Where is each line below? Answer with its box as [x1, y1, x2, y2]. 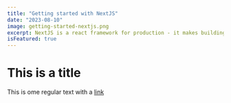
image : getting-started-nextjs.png [7, 23, 109, 30]
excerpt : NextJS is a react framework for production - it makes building [7, 29, 226, 36]
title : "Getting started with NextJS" [7, 10, 118, 17]
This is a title [7, 65, 81, 81]
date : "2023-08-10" [7, 16, 63, 23]
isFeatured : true [7, 36, 57, 43]
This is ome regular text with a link [7, 88, 104, 96]
